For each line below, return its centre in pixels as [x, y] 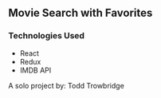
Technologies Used [47, 36]
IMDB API [35, 70]
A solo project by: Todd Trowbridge [67, 85]
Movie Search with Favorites [80, 13]
